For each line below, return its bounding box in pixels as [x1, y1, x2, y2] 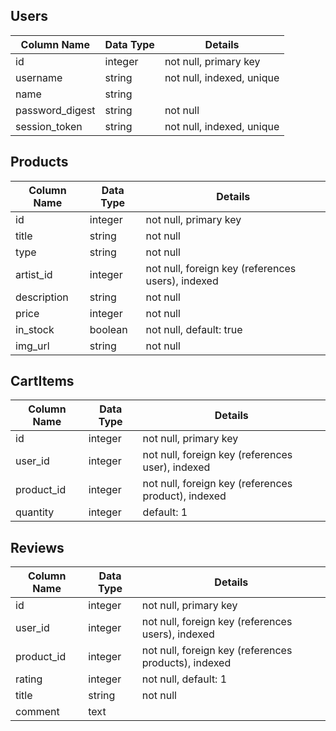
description [15, 290, 69, 304]
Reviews [10, 539, 65, 556]
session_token [15, 119, 83, 133]
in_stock [15, 322, 55, 336]
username [15, 70, 63, 84]
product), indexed [142, 489, 227, 503]
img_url [15, 339, 50, 353]
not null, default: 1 [141, 672, 228, 686]
